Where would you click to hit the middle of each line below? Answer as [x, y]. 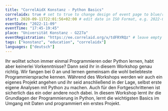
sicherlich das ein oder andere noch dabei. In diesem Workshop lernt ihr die [83, 93]
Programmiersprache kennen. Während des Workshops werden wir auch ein [84, 77]
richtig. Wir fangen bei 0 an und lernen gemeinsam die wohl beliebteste [79, 71]
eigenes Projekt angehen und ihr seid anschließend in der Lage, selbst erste [83, 82]
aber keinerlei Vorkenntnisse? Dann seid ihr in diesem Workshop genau [79, 66]
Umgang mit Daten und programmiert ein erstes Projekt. [63, 103]
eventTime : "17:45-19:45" [32, 28]
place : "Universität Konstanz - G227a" [47, 33]
